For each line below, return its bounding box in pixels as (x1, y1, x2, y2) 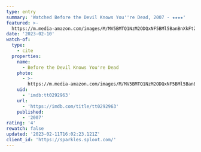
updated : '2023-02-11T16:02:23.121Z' (6, 131, 100, 138)
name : (17, 59, 31, 65)
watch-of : (6, 37, 31, 42)
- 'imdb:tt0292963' (22, 92, 71, 98)
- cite (17, 48, 33, 54)
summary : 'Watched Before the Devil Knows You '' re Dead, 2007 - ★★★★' (6, 14, 186, 20)
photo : (17, 70, 33, 76)
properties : (11, 53, 42, 59)
